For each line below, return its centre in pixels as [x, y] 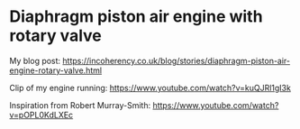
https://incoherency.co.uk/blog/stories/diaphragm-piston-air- [177, 60]
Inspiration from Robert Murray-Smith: [80, 105]
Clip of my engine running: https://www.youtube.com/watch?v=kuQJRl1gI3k [150, 88]
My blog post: [35, 60]
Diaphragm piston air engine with [136, 17]
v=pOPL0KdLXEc [41, 115]
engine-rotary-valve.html [55, 70]
